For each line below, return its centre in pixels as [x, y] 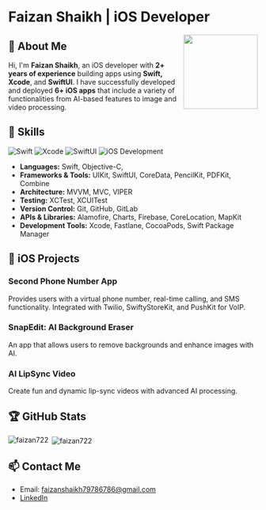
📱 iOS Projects [44, 259]
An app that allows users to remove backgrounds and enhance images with [131, 344]
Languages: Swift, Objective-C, [72, 166]
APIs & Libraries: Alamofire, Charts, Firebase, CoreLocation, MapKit [130, 217]
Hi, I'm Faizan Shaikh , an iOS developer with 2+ [86, 65]
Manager [34, 234]
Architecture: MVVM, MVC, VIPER [76, 192]
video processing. [38, 107]
